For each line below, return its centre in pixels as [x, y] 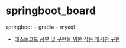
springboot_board [51, 11]
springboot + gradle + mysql [40, 27]
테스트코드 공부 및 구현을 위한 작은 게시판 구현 [67, 39]
